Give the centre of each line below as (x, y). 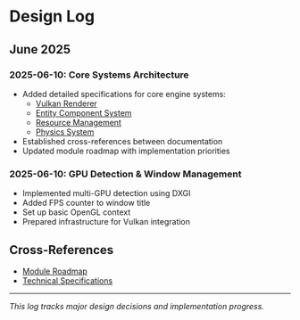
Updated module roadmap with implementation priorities (126, 151)
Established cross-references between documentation (122, 141)
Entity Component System (83, 112)
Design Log (52, 16)
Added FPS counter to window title (86, 203)
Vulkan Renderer (67, 103)
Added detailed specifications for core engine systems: (124, 94)
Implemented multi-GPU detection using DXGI (106, 193)
